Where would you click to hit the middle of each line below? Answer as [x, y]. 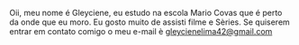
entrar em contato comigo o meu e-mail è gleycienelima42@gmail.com [141, 31]
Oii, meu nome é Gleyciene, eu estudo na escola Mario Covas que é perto [146, 13]
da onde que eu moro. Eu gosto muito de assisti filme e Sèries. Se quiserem [149, 22]
